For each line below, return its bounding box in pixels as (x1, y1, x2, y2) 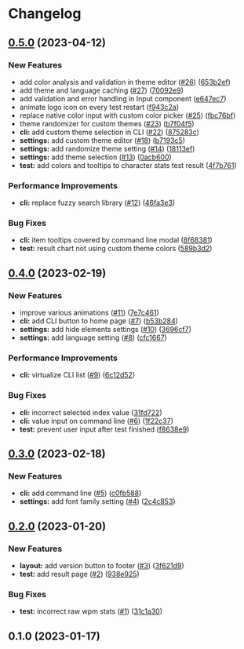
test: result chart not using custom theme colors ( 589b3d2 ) (19, 244, 213, 253)
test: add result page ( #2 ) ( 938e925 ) (19, 570, 140, 579)
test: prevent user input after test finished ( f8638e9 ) (19, 425, 190, 434)
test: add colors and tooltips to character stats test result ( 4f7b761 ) (19, 160, 237, 170)
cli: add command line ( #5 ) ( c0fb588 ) (19, 488, 142, 498)
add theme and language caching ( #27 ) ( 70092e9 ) (19, 86, 184, 95)
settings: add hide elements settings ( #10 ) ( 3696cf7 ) (19, 325, 192, 334)
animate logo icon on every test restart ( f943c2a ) (19, 102, 180, 111)
